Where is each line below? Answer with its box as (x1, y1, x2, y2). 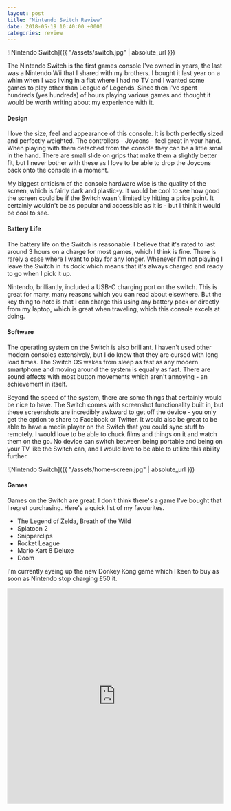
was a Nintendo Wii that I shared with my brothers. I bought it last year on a (7, 69, 221, 77)
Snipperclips (16, 532, 53, 540)
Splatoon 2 (16, 525, 48, 533)
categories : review (7, 29, 63, 37)
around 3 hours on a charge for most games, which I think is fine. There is (7, 247, 217, 255)
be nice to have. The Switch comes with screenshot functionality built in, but (7, 400, 224, 409)
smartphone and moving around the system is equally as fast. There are (7, 365, 211, 373)
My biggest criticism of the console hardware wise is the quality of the (7, 179, 206, 188)
